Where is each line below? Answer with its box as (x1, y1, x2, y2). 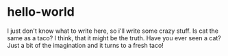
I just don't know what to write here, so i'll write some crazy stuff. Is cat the (7, 27, 219, 35)
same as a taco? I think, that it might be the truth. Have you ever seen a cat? (7, 33, 221, 42)
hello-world (7, 4, 75, 20)
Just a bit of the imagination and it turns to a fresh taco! (7, 41, 164, 49)
